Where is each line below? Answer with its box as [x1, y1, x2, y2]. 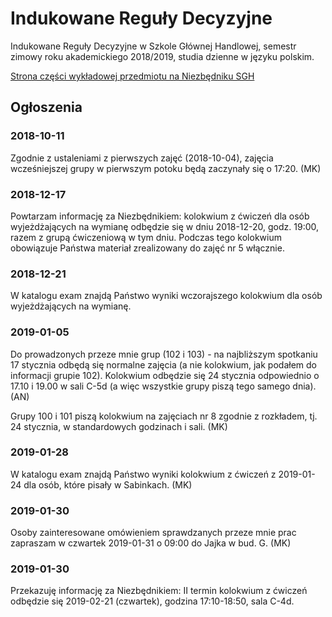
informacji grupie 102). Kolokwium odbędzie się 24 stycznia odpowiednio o [10, 369, 320, 381]
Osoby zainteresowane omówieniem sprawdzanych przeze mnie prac [10, 527, 297, 539]
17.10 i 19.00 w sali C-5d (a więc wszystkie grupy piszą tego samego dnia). [10, 380, 317, 392]
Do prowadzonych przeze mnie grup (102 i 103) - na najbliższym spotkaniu [10, 348, 318, 360]
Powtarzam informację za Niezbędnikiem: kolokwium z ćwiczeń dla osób [10, 210, 310, 222]
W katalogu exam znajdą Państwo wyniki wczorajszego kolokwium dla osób [10, 290, 323, 302]
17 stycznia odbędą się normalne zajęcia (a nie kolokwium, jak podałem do [10, 358, 317, 371]
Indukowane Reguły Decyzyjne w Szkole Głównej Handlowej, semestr [10, 40, 297, 52]
